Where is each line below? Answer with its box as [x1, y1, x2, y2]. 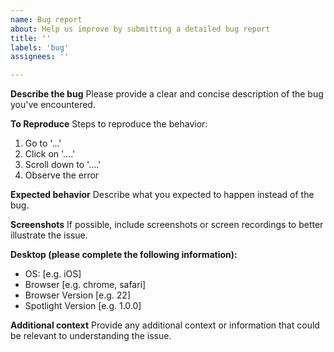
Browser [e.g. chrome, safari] [24, 279, 147, 291]
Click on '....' [24, 148, 76, 160]
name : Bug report [10, 14, 83, 25]
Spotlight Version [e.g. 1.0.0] [24, 300, 142, 312]
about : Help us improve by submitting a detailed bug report [10, 24, 271, 34]
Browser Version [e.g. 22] [24, 289, 132, 301]
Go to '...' [24, 137, 62, 150]
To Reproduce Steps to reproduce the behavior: [10, 118, 208, 130]
